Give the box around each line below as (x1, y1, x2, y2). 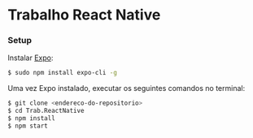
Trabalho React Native (7, 6, 161, 24)
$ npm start (7, 122, 48, 130)
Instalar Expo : (7, 53, 54, 63)
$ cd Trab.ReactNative (7, 107, 85, 115)
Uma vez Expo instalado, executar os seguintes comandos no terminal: (7, 84, 246, 93)
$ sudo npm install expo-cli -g (7, 69, 117, 77)
